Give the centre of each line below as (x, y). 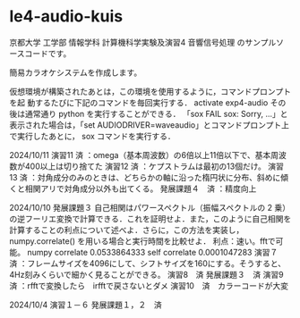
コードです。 (48, 53)
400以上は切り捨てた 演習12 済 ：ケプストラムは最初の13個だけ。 (145, 166)
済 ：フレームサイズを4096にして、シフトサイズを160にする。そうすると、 (148, 263)
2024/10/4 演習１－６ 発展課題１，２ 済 (86, 305)
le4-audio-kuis (66, 17)
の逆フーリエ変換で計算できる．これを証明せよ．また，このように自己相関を (150, 218)
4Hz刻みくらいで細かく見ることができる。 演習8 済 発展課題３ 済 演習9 (146, 274)
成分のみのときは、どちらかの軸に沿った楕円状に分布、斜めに (167, 177)
